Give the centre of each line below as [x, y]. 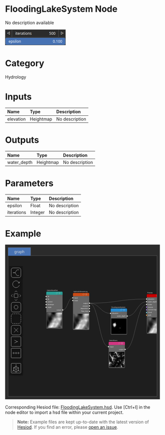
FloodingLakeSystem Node [61, 9]
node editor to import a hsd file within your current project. [64, 412]
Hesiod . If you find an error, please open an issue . [68, 427]
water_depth [20, 162]
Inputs [18, 97]
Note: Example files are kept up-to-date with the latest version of [83, 422]
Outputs [22, 140]
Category [25, 64]
